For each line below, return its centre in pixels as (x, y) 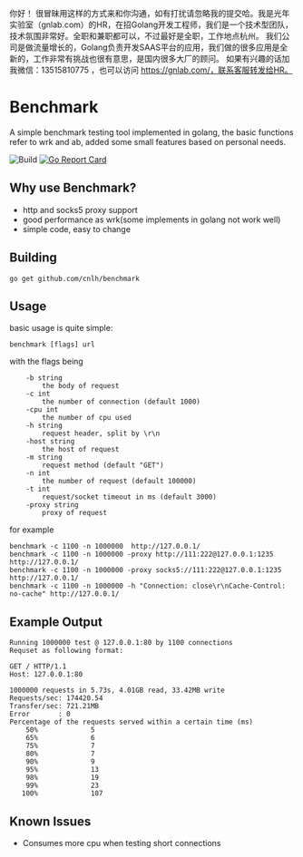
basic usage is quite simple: (61, 328)
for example (32, 530)
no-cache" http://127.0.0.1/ (64, 594)
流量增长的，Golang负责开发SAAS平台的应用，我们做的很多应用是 (156, 47)
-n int (38, 473)
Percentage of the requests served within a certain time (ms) (132, 722)
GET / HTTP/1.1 (38, 667)
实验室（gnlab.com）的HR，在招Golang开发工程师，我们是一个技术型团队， (151, 24)
